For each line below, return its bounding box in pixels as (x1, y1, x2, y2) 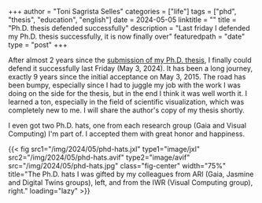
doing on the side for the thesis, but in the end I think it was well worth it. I (8, 89, 248, 98)
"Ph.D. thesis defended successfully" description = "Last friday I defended (8, 24, 250, 32)
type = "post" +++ (8, 40, 68, 50)
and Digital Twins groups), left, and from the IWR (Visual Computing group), (8, 178, 253, 187)
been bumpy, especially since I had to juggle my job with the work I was (8, 80, 242, 90)
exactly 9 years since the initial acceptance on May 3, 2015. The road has (8, 72, 246, 81)
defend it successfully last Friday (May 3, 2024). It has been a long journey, (8, 64, 253, 73)
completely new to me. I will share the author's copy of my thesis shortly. (8, 105, 245, 115)
